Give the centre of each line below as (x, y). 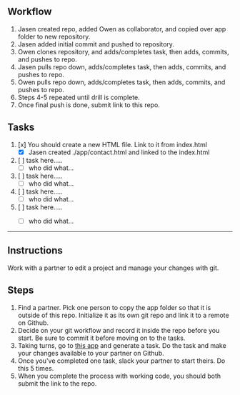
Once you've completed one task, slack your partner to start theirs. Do (121, 361)
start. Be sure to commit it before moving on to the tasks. (101, 338)
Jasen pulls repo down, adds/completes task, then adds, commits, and (122, 66)
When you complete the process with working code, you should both (119, 376)
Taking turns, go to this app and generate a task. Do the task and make (122, 345)
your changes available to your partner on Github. (91, 353)
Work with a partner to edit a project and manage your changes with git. (113, 268)
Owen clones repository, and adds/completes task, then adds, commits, (124, 51)
